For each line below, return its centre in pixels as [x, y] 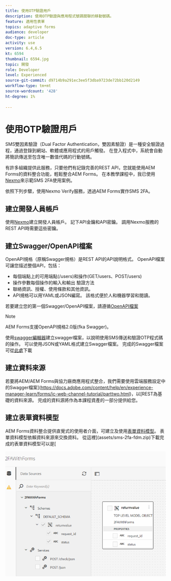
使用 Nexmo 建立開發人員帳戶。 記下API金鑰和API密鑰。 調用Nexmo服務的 [82, 222]
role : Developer [22, 70]
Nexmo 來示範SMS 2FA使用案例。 [40, 180]
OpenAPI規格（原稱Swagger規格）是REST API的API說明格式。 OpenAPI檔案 [85, 259]
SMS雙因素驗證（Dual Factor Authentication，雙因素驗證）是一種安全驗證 [83, 144]
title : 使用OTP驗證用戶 [28, 11]
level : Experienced [26, 75]
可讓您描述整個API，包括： [34, 266]
